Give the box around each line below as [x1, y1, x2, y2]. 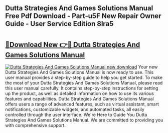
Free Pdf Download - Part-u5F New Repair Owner [5, 12, 161, 20]
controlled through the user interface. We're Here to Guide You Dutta [5, 112, 147, 117]
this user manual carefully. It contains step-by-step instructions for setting [5, 85, 158, 91]
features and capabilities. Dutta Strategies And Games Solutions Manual [5, 96, 154, 101]
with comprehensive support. [5, 122, 66, 128]
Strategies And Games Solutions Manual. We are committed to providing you [5, 117, 163, 123]
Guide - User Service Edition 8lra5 [5, 19, 114, 28]
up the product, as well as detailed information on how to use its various [5, 90, 154, 96]
